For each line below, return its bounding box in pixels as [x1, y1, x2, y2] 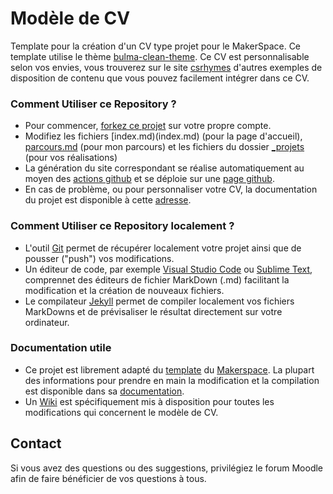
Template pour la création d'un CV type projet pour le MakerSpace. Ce [10, 40, 302, 52]
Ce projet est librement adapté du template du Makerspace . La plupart [24, 363, 315, 376]
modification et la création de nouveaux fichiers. [24, 284, 225, 296]
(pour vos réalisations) [24, 152, 118, 164]
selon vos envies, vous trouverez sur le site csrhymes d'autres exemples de [10, 61, 323, 73]
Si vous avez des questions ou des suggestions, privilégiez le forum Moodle [10, 462, 324, 474]
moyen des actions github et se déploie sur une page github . [24, 173, 275, 185]
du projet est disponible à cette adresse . [24, 194, 192, 206]
